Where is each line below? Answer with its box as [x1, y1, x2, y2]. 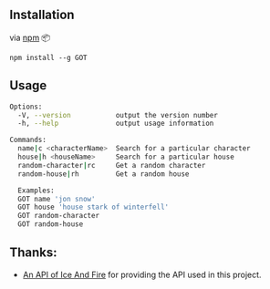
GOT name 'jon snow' [17, 194, 96, 203]
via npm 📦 [9, 32, 51, 43]
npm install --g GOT [9, 53, 88, 62]
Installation [9, 7, 75, 23]
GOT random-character [17, 212, 100, 221]
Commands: [9, 136, 47, 145]
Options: [9, 102, 43, 111]
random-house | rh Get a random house [17, 169, 190, 179]
